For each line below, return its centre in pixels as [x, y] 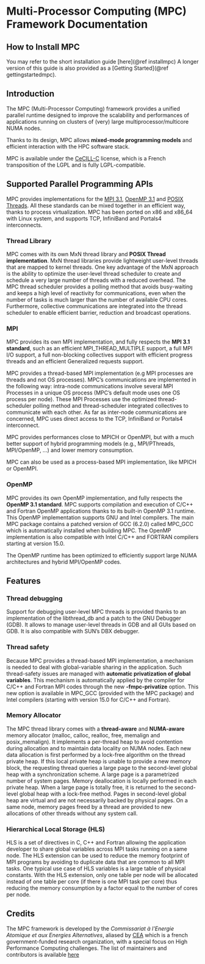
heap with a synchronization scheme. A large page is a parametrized [92, 774]
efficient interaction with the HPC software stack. [68, 146]
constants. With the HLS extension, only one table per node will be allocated [102, 875]
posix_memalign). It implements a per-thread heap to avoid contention [95, 742]
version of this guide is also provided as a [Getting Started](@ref [88, 68]
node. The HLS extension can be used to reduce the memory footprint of [98, 856]
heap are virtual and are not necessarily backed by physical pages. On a [97, 800]
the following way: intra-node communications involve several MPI [90, 386]
